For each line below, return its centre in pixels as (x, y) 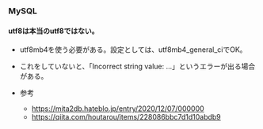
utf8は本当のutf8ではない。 (53, 31)
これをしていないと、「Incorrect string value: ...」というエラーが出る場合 (137, 66)
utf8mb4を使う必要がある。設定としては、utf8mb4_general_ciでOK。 (133, 50)
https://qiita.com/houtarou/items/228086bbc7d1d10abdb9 (126, 117)
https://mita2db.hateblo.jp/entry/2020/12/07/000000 (118, 109)
